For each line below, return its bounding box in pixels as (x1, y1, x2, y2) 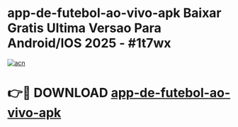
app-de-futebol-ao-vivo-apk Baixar (7, 5, 222, 21)
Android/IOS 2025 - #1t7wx (7, 35, 171, 51)
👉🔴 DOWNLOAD (7, 85, 108, 101)
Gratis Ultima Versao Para (7, 20, 161, 36)
